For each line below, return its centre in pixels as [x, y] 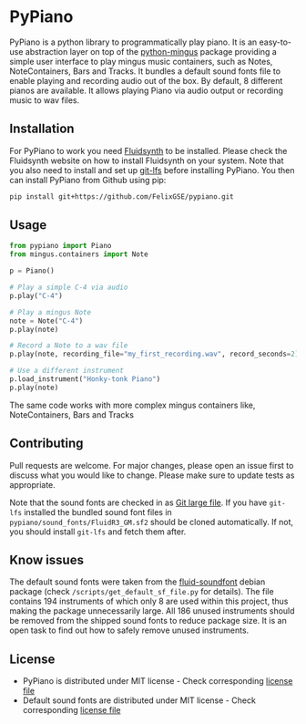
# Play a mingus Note [51, 312]
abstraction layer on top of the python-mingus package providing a [151, 51]
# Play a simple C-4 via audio [69, 288]
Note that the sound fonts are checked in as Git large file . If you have [138, 502]
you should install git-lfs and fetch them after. [98, 532]
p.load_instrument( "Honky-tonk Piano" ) [85, 379]
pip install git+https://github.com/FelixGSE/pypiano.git [122, 197]
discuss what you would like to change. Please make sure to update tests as [152, 475]
